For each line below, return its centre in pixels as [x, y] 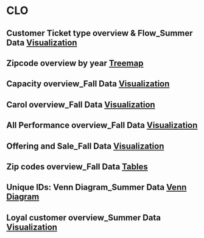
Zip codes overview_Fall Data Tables [77, 166]
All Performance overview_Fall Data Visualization [102, 125]
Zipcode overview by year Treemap [75, 63]
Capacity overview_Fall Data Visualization [88, 84]
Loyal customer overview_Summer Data [84, 218]
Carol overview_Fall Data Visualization [81, 104]
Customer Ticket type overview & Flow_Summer [100, 33]
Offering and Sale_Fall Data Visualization [85, 146]
